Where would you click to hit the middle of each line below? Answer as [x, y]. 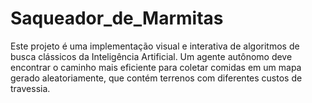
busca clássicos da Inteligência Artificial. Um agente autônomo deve [151, 56]
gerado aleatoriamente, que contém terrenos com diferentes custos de [156, 78]
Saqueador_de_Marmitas [117, 18]
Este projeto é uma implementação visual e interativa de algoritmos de [155, 46]
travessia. [30, 88]
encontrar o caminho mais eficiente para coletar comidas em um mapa [156, 67]
